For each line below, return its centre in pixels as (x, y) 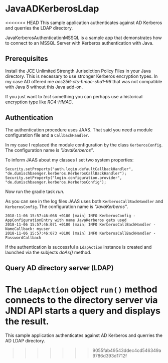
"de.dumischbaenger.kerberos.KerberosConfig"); (56, 182)
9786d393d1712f (110, 355)
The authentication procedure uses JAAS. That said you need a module (79, 130)
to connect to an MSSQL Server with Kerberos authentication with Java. (79, 43)
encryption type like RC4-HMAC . (39, 102)
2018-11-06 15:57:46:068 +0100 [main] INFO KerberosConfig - (70, 216)
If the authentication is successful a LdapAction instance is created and (78, 247)
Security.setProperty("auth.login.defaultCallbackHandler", (69, 169)
